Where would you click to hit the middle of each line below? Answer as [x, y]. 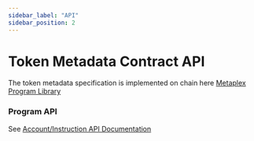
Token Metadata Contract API [107, 61]
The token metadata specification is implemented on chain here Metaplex [127, 83]
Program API [33, 112]
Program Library [35, 92]
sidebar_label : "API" [44, 15]
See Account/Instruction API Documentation [80, 128]
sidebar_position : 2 [42, 23]
